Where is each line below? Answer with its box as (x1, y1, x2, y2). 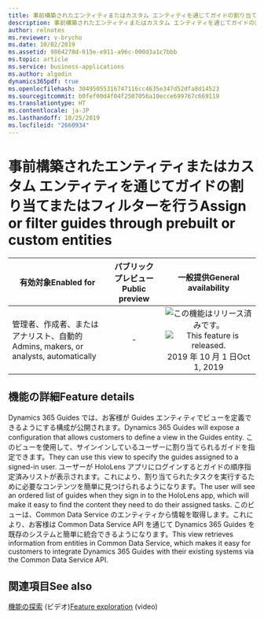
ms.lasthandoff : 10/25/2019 (8, 114, 101, 122)
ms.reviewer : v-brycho (8, 33, 82, 42)
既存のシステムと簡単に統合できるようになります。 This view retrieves (8, 529, 234, 539)
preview (118, 293, 150, 304)
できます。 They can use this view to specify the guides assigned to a (14, 452, 239, 461)
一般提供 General (178, 272, 240, 283)
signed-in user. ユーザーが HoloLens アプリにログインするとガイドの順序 (8, 461, 245, 471)
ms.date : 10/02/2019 (8, 41, 76, 49)
